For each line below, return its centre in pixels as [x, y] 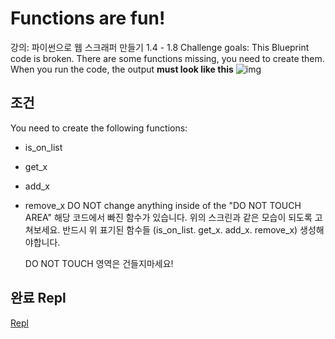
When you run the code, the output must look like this [122, 69]
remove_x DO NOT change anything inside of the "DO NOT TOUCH [163, 205]
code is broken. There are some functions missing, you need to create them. [167, 58]
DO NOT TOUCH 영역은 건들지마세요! [99, 263]
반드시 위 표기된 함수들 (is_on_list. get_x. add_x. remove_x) [180, 229]
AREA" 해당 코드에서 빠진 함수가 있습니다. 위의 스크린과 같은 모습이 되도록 [168, 217]
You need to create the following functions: [99, 128]
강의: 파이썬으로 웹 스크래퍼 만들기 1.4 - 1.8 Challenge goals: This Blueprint [160, 47]
